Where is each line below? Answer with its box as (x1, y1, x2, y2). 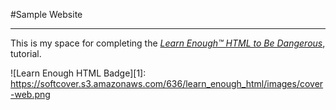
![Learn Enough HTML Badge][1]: (10, 67, 147, 79)
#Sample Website (10, 9, 83, 20)
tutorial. (10, 48, 42, 59)
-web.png (10, 89, 51, 100)
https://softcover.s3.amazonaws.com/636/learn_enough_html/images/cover (10, 78, 324, 89)
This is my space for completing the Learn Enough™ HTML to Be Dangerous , (10, 37, 326, 49)
